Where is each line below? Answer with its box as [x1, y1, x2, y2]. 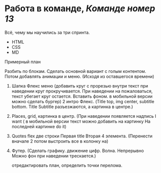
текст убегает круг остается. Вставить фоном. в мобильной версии [11, 93, 153, 99]
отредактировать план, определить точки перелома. [11, 162, 122, 168]
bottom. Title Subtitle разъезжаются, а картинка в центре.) [11, 104, 133, 109]
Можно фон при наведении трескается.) [11, 152, 96, 159]
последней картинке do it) [11, 123, 67, 130]
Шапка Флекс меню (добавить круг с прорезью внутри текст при [11, 83, 148, 88]
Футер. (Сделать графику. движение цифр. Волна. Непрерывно [11, 148, 144, 153]
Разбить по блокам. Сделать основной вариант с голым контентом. [4, 68, 146, 74]
